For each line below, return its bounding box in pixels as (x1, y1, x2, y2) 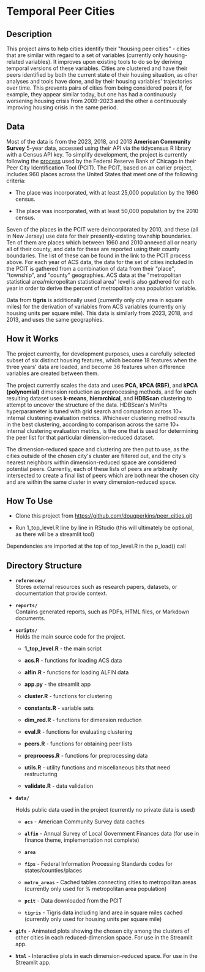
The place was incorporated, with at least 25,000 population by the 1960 (15, 189, 199, 196)
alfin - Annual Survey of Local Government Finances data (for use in (24, 830, 199, 838)
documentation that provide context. (15, 589, 108, 597)
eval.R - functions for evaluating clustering (24, 728, 133, 736)
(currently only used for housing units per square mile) (24, 916, 162, 923)
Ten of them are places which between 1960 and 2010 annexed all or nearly (6, 238, 197, 246)
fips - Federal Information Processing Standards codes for (24, 860, 173, 868)
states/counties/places (24, 867, 83, 874)
